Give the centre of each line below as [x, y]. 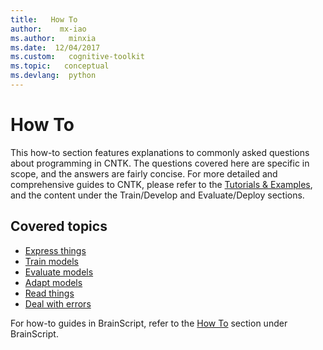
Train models [51, 261]
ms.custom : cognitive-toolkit [77, 57]
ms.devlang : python [53, 76]
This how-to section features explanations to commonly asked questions [160, 152]
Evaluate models [59, 272]
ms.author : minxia [53, 38]
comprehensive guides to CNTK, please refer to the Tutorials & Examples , [161, 184]
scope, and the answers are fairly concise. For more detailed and [144, 173]
